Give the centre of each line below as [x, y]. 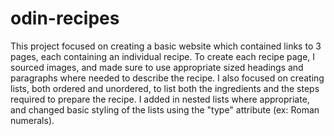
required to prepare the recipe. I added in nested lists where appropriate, [160, 99]
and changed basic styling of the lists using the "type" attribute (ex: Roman [165, 109]
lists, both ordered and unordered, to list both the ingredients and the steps [165, 88]
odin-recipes [65, 18]
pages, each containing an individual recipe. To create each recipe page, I [163, 56]
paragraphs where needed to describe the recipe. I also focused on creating [167, 78]
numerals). [32, 120]
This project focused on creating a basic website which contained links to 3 [166, 46]
